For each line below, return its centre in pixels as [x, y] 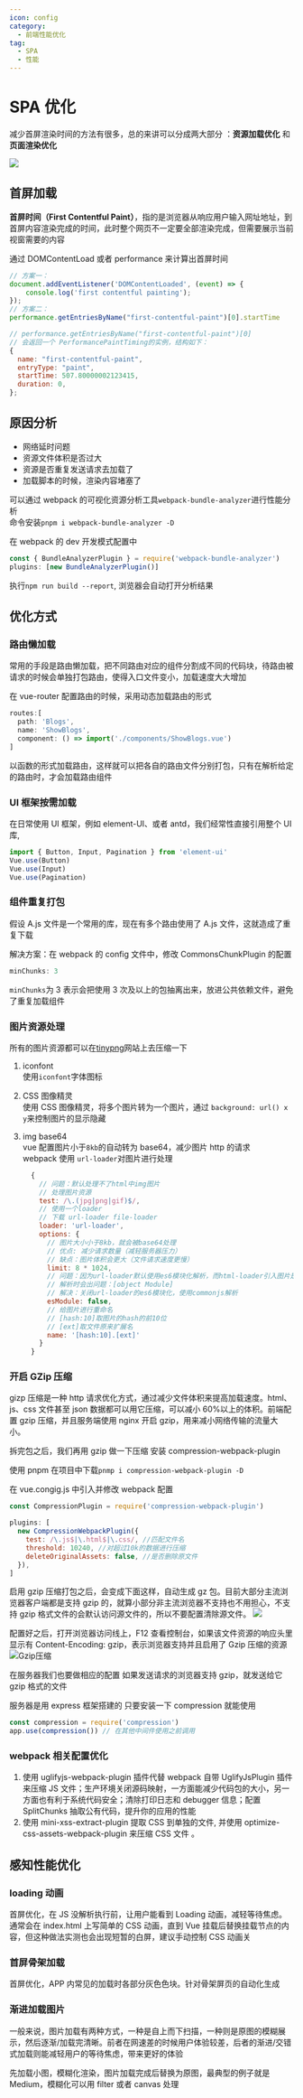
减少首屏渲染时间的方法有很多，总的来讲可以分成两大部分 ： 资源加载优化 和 [150, 134]
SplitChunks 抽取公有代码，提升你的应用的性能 [109, 1811]
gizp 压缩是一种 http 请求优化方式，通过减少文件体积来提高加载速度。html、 [151, 1398]
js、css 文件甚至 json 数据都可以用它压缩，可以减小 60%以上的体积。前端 [147, 1409]
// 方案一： [29, 275]
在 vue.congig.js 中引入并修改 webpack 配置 [92, 1489]
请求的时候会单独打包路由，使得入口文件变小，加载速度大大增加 [128, 677]
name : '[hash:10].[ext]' [93, 1335]
